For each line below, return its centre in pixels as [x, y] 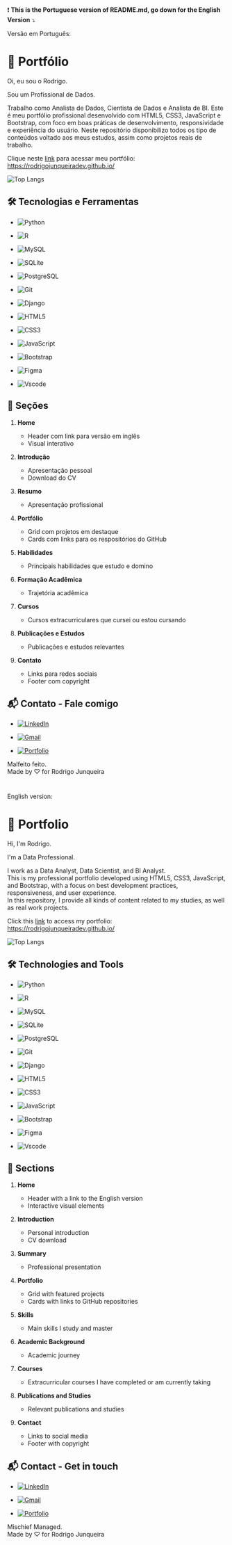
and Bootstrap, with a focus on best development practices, [93, 885]
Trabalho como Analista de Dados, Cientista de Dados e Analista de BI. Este [115, 108]
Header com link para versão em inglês [84, 436]
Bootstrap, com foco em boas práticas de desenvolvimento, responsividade [116, 122]
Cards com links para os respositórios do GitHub [97, 539]
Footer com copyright [59, 681]
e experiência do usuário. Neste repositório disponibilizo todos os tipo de [112, 130]
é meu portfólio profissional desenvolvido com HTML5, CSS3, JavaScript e [114, 115]
